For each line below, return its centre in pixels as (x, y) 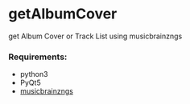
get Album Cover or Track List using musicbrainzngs (95, 36)
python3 (34, 74)
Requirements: (38, 57)
